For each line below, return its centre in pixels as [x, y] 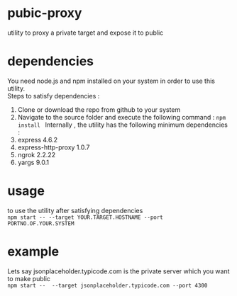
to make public [29, 278]
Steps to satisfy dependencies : [54, 96]
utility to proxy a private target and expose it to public [86, 33]
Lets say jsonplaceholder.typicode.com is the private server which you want [118, 271]
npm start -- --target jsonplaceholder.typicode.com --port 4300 [108, 285]
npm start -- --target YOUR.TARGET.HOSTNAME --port [85, 217]
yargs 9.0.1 [33, 162]
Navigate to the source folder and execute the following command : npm [122, 117]
